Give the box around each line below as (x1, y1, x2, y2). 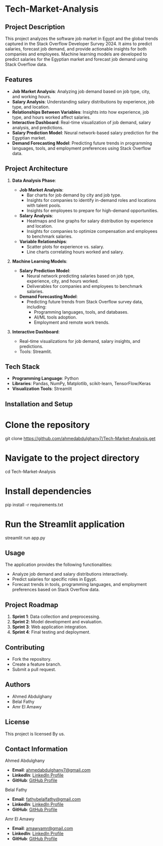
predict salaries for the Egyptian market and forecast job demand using (5, 56, 148, 62)
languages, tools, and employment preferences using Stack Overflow (12, 145, 151, 151)
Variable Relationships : (19, 238, 67, 244)
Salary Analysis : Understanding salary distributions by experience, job (12, 99, 155, 105)
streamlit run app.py (5, 535, 45, 541)
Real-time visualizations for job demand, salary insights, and (19, 338, 140, 344)
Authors (5, 681, 31, 689)
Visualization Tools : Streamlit (12, 386, 72, 392)
